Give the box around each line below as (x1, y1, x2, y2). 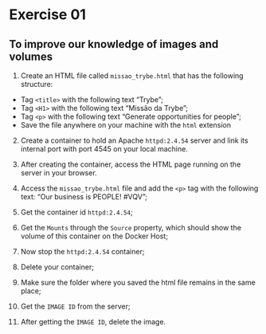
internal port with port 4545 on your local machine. (20, 144, 188, 153)
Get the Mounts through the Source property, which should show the (20, 223, 242, 232)
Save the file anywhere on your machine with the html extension (20, 120, 232, 129)
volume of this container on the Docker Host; (20, 231, 168, 241)
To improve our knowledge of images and (9, 37, 219, 51)
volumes (9, 49, 53, 63)
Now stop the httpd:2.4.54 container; (20, 247, 145, 256)
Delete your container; (20, 262, 95, 272)
